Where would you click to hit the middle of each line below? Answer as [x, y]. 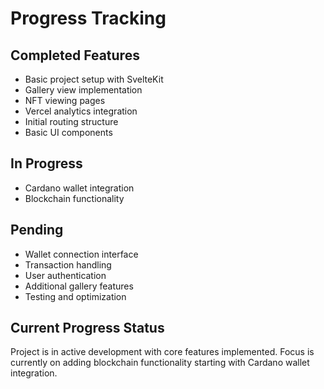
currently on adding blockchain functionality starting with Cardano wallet [160, 363]
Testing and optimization [75, 296]
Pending [37, 230]
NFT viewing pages [65, 100]
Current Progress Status [87, 328]
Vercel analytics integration [81, 111]
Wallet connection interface [81, 254]
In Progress [46, 163]
